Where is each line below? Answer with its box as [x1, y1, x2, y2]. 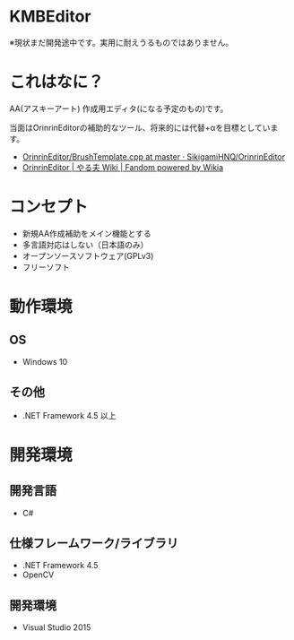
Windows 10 [22, 356, 68, 367]
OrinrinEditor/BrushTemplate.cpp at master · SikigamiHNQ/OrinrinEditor [22, 151, 285, 162]
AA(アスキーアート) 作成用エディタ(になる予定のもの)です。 [9, 103, 229, 114]
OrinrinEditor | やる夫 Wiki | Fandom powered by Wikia [22, 161, 224, 172]
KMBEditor [9, 6, 91, 27]
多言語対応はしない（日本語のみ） [22, 239, 149, 250]
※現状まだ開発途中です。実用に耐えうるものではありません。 [9, 37, 234, 48]
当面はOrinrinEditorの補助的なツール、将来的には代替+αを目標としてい [9, 122, 271, 133]
